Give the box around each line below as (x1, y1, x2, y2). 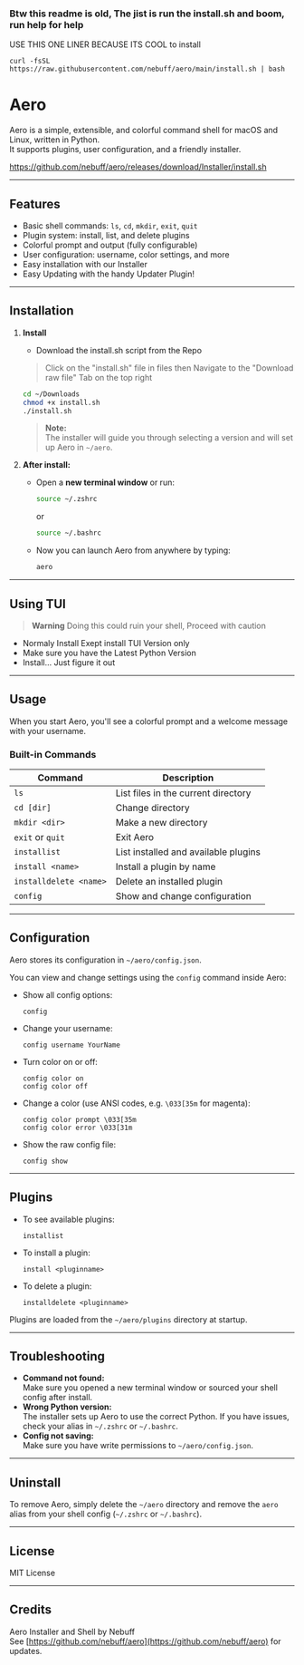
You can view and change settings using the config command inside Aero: (9, 972, 287, 983)
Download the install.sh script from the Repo (35, 344, 202, 355)
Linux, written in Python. (9, 134, 100, 145)
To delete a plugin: (22, 1281, 92, 1292)
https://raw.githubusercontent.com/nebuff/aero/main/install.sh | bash (9, 64, 285, 74)
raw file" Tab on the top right (44, 372, 153, 382)
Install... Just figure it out (22, 656, 116, 668)
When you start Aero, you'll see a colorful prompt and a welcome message (9, 715, 288, 727)
